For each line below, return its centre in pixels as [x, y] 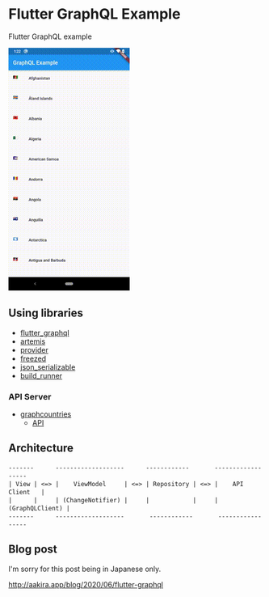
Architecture [41, 449]
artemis [33, 341]
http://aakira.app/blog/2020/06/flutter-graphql [86, 584]
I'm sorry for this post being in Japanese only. [85, 569]
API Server [30, 396]
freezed [33, 358]
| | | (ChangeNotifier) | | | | [113, 500]
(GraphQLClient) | [39, 508]
